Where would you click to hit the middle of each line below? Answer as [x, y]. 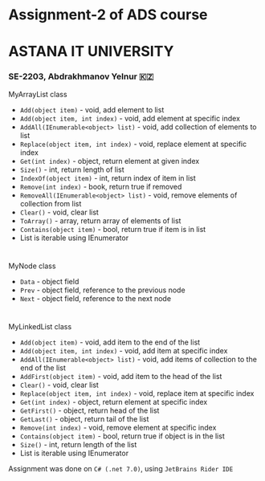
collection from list [51, 203]
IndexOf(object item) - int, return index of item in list [108, 177]
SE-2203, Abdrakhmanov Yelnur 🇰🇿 [81, 76]
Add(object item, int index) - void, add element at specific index [130, 118]
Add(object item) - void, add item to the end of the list [110, 342]
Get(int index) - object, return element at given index [110, 161]
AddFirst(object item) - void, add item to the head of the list [121, 377]
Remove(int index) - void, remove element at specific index [118, 428]
